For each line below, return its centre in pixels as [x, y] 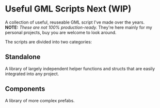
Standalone [23, 57]
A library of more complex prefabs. [40, 100]
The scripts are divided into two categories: [48, 41]
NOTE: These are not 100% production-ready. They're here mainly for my [79, 27]
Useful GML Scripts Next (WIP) [68, 9]
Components [25, 89]
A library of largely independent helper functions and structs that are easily [80, 68]
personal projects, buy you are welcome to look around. [61, 32]
